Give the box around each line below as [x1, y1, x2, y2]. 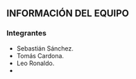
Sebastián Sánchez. [16, 44, 74, 53]
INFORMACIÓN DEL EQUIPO [6, 8, 130, 19]
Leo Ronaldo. [16, 59, 55, 67]
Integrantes [6, 28, 46, 38]
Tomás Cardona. [16, 51, 64, 60]
